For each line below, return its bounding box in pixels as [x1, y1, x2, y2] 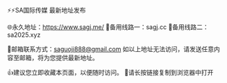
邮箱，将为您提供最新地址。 [19, 54, 99, 62]
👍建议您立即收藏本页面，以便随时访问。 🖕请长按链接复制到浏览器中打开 [7, 68, 214, 76]
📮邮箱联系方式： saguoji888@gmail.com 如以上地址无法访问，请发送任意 [7, 45, 215, 53]
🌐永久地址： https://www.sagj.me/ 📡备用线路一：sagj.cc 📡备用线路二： [7, 23, 210, 31]
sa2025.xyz [7, 30, 41, 39]
